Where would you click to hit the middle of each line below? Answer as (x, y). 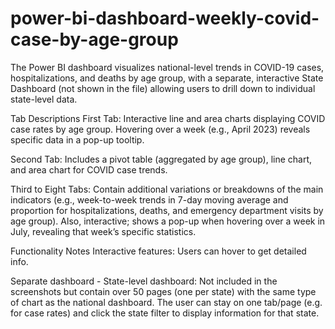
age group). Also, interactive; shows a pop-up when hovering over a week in (168, 221)
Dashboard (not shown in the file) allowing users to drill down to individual (163, 88)
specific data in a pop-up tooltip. (77, 139)
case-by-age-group (94, 39)
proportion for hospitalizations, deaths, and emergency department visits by (167, 210)
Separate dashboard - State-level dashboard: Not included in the (144, 281)
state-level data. (44, 99)
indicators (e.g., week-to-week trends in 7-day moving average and (149, 199)
